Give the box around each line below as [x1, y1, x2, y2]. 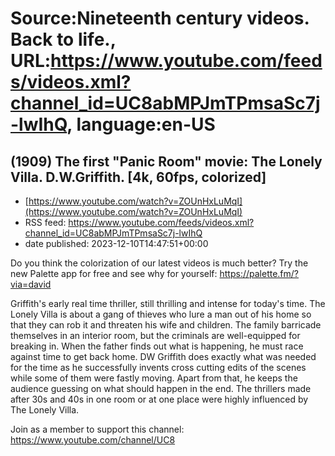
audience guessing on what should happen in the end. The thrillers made [10, 383, 312, 394]
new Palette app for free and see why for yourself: [10, 268, 218, 279]
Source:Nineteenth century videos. [10, 7, 310, 30]
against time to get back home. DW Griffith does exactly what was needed [10, 351, 317, 362]
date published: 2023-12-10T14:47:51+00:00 [24, 238, 209, 249]
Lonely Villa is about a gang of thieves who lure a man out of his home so [10, 308, 312, 320]
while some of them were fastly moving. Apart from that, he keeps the [10, 372, 298, 384]
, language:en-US [66, 113, 216, 136]
